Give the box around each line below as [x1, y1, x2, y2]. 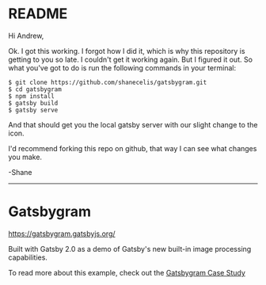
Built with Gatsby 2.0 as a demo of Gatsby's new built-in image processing [8, 244, 252, 253]
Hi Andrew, [8, 31, 44, 40]
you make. [8, 152, 42, 161]
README [8, 5, 68, 23]
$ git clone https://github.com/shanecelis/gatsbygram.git [8, 78, 207, 86]
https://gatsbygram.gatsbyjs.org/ [8, 229, 116, 238]
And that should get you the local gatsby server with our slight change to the [8, 120, 258, 129]
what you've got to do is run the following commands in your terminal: [8, 63, 236, 72]
